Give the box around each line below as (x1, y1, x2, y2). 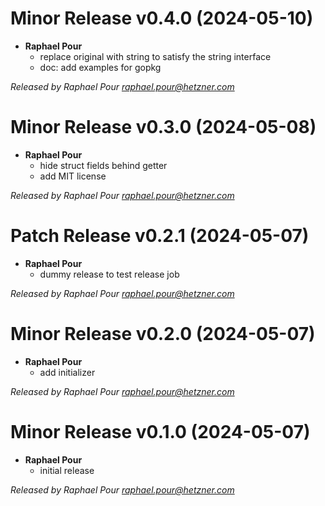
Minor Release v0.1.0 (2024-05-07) (10, 420, 311, 443)
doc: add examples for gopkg (39, 61, 162, 73)
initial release (39, 464, 95, 476)
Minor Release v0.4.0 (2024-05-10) (10, 7, 314, 30)
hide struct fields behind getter (39, 159, 168, 171)
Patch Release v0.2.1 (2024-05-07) (10, 225, 310, 247)
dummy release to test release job (39, 268, 180, 280)
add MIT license (39, 170, 107, 182)
